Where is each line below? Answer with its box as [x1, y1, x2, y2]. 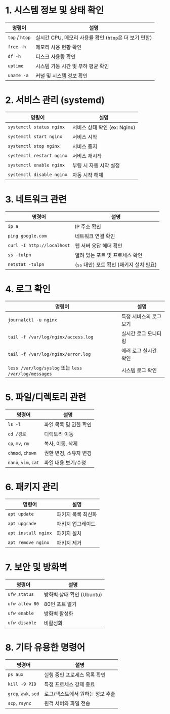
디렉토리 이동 [44, 430, 74, 437]
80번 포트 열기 [44, 600, 77, 607]
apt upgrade [8, 521, 37, 526]
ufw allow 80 [8, 601, 39, 606]
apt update [8, 511, 34, 517]
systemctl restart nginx [8, 153, 68, 158]
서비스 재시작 [72, 152, 102, 159]
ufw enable [8, 610, 34, 616]
